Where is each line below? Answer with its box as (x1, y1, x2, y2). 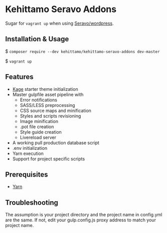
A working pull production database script (12, 140, 99, 146)
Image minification (20, 118, 59, 124)
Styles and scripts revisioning (20, 112, 81, 119)
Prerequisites (5, 170, 48, 179)
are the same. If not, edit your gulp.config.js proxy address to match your (5, 217, 156, 223)
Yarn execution (12, 150, 44, 156)
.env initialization (12, 145, 48, 151)
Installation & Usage (5, 35, 69, 43)
